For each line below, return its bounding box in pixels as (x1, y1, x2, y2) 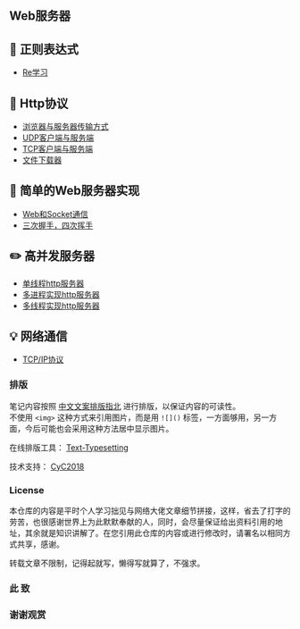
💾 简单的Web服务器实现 (9, 183, 140, 198)
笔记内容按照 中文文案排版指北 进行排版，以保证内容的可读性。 (9, 400, 241, 411)
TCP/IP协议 (21, 354, 64, 365)
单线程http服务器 (21, 278, 85, 289)
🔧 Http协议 (9, 96, 69, 111)
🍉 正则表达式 (9, 41, 79, 56)
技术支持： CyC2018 (9, 461, 85, 472)
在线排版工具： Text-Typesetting (9, 441, 129, 453)
